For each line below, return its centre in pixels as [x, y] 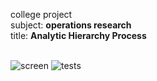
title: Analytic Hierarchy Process [78, 35]
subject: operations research [71, 25]
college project [41, 14]
